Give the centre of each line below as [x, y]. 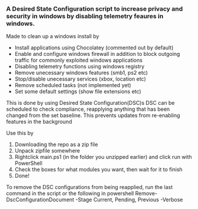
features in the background [39, 122]
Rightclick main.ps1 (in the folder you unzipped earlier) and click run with [103, 157]
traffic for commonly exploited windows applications [79, 60]
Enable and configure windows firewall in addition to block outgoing [97, 54]
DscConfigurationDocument [40, 200]
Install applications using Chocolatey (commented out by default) [94, 48]
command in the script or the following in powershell [70, 194]
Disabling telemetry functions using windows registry [79, 67]
